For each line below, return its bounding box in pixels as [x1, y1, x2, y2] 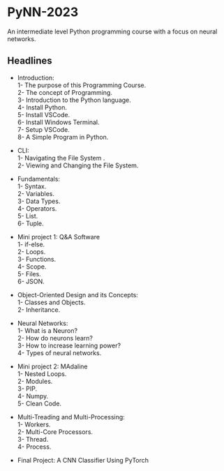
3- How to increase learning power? [17, 341, 121, 350]
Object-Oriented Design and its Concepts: [17, 290, 138, 299]
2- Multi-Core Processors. [17, 427, 93, 436]
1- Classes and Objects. [17, 298, 86, 306]
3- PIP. [17, 384, 38, 393]
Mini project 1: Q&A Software [17, 232, 100, 241]
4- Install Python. [17, 103, 68, 112]
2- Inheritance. [17, 305, 61, 314]
